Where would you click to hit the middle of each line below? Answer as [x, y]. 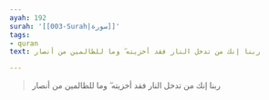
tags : [20, 35]
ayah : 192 [28, 18]
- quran [24, 43]
